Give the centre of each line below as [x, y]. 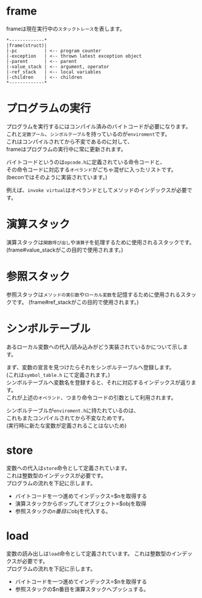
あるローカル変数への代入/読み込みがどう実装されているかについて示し [95, 347]
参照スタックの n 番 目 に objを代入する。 [63, 511]
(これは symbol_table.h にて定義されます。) [58, 374]
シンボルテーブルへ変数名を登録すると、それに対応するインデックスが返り [99, 382]
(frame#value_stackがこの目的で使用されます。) [65, 250]
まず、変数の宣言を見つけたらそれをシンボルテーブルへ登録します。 [90, 367]
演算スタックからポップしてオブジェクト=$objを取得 [80, 503]
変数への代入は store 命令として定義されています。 [68, 468]
